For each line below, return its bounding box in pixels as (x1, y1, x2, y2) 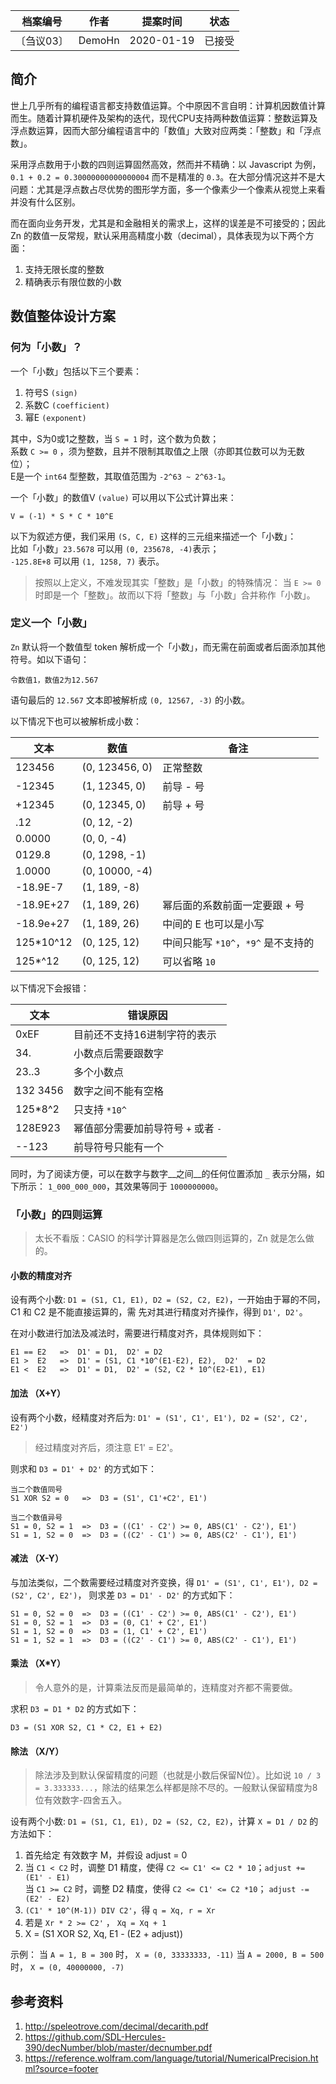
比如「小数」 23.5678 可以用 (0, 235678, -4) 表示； (10, 542, 220, 554)
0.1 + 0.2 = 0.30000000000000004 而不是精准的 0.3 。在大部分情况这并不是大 (10, 170, 326, 183)
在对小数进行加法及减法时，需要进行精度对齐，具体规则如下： (10, 1327, 265, 1339)
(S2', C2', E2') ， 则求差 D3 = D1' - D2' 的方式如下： (10, 1589, 236, 1601)
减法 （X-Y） (10, 1552, 64, 1564)
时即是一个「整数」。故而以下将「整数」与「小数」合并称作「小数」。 (34, 589, 316, 601)
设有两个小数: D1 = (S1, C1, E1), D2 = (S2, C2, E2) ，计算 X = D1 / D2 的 (10, 1815, 319, 1828)
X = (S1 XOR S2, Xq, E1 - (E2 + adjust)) (24, 1928, 184, 1940)
